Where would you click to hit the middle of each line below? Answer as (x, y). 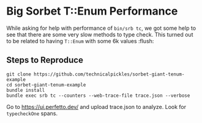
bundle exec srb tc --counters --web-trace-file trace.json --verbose (98, 96)
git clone (19, 74)
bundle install (26, 90)
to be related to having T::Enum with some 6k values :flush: (80, 41)
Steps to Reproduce (45, 60)
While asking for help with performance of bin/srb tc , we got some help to (101, 28)
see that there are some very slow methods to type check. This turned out (100, 34)
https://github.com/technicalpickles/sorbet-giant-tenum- (109, 74)
